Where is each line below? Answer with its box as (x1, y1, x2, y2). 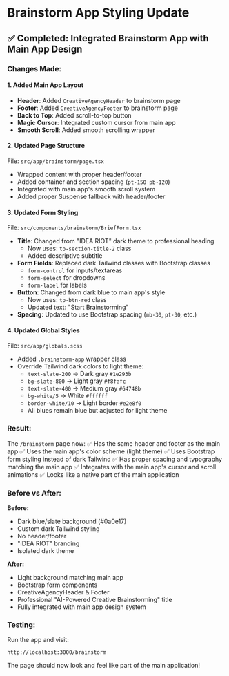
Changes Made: (7, 64, 62, 73)
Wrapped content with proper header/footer (17, 170, 143, 178)
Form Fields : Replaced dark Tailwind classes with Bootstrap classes (17, 259, 210, 267)
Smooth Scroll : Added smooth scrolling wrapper (17, 126, 155, 134)
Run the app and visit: (7, 636, 69, 644)
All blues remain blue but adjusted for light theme (27, 406, 168, 415)
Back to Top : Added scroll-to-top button (17, 111, 132, 119)
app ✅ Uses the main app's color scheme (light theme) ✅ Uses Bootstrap (7, 447, 215, 456)
